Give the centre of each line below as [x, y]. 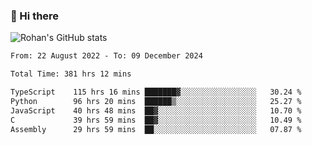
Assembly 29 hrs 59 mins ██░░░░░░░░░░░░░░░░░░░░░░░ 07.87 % [156, 129]
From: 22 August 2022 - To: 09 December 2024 [106, 56]
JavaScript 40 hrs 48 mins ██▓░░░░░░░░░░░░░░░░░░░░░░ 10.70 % [156, 110]
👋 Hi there [35, 16]
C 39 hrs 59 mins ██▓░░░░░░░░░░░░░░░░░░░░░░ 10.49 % [156, 120]
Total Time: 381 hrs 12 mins [71, 74]
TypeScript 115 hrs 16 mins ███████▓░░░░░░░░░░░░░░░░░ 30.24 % [156, 92]
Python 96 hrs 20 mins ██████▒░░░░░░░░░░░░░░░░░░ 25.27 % [156, 101]
